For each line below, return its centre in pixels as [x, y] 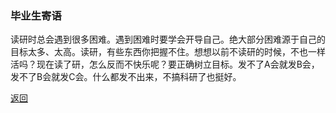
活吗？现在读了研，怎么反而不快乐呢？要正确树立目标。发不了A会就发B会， [165, 64]
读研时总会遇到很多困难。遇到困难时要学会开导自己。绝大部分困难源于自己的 [168, 39]
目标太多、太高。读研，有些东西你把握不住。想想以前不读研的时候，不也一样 [168, 52]
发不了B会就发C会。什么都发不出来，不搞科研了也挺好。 [126, 77]
